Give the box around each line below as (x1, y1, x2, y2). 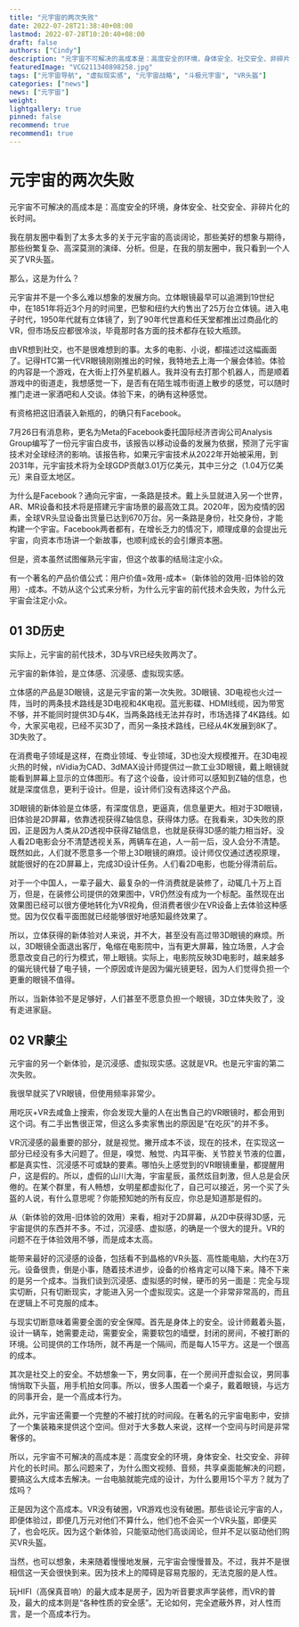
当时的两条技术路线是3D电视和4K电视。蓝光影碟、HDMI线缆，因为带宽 (24, 697, 285, 709)
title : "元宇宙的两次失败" (9, 12, 99, 22)
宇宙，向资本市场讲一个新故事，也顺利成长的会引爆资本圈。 (9, 534, 228, 545)
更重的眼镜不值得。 (9, 974, 80, 985)
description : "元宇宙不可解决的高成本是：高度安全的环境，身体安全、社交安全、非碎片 (9, 54, 291, 63)
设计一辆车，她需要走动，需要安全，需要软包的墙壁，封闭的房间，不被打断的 (9, 1327, 290, 1338)
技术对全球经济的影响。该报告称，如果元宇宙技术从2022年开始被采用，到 (9, 448, 279, 459)
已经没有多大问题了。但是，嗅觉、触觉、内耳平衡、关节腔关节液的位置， (24, 1148, 290, 1159)
